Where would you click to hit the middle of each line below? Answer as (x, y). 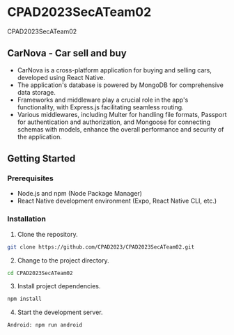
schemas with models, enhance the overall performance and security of (120, 129)
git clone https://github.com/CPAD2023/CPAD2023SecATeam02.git (101, 247)
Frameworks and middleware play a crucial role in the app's (103, 100)
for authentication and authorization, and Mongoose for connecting (114, 122)
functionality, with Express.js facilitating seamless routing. (100, 107)
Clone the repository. (47, 234)
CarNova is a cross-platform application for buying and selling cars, (115, 70)
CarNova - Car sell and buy (67, 53)
